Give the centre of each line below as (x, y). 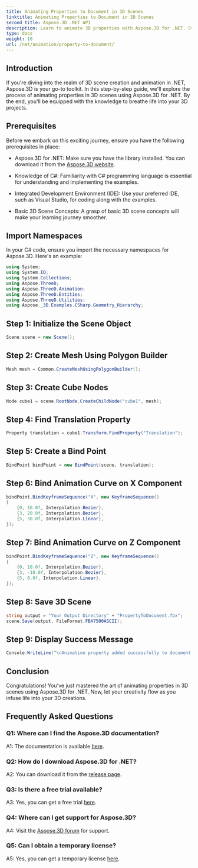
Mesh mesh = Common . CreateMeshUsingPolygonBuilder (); (74, 369)
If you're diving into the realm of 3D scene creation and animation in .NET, (96, 82)
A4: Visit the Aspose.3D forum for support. (58, 830)
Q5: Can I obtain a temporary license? (61, 846)
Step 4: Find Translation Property (68, 419)
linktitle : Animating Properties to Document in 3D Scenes (80, 17)
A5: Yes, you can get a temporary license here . (63, 859)
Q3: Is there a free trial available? (54, 789)
